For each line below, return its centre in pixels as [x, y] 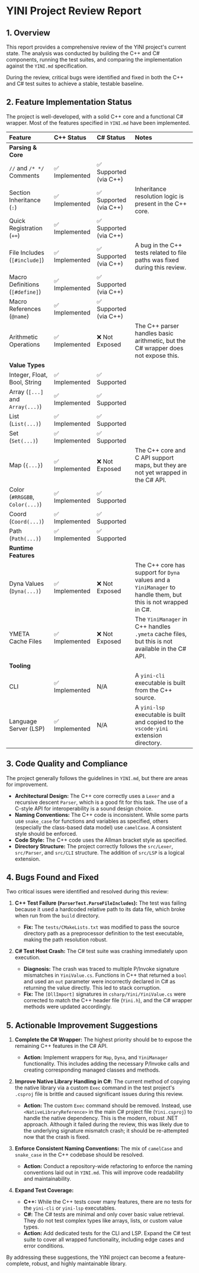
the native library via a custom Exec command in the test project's [94, 1088]
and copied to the [159, 722]
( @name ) [19, 316]
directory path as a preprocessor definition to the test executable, [104, 934]
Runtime [21, 548]
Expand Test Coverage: [44, 1190]
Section [20, 193]
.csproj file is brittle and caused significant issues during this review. [99, 1094]
